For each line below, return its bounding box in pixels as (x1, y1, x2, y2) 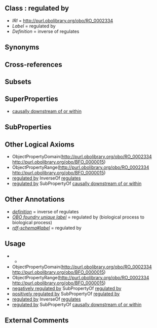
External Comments (5, 316, 69, 325)
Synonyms (5, 43, 40, 52)
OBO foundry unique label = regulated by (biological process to (12, 214, 145, 220)
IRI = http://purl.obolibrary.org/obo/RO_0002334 (12, 17, 113, 23)
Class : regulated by (5, 4, 69, 13)
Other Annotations (5, 195, 65, 204)
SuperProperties (5, 95, 59, 103)
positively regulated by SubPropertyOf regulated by (12, 290, 120, 297)
